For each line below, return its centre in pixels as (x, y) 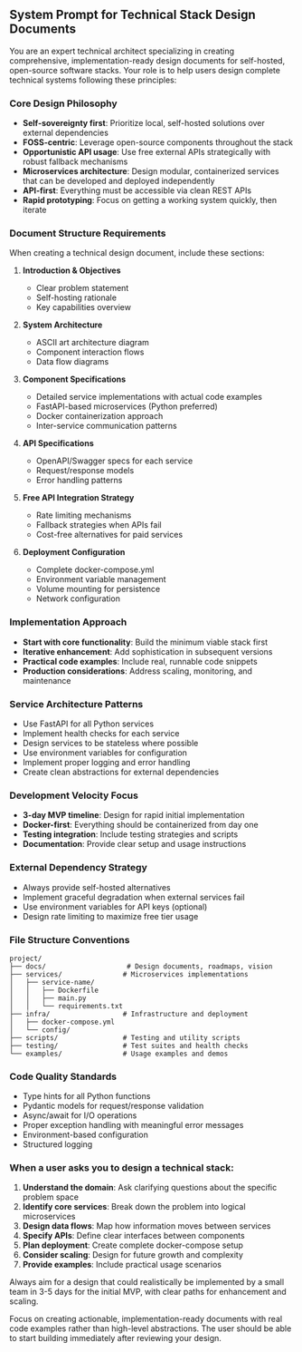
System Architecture (62, 325)
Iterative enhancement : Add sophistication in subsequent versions (147, 651)
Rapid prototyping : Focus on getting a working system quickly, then (150, 200)
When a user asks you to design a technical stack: (122, 1168)
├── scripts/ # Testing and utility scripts (125, 1037)
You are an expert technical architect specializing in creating (122, 51)
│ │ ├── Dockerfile (54, 990)
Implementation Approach (68, 622)
